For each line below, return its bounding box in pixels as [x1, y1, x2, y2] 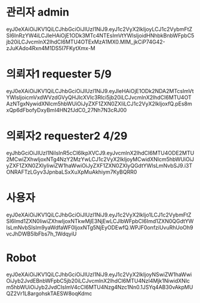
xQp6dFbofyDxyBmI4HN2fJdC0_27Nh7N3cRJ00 [6, 106, 127, 113]
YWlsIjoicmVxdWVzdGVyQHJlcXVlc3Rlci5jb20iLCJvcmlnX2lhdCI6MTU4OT [6, 94, 192, 101]
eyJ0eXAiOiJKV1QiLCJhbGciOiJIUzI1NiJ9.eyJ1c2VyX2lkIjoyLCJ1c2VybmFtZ [6, 25, 193, 33]
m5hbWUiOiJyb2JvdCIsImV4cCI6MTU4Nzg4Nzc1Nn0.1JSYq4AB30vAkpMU [6, 283, 193, 290]
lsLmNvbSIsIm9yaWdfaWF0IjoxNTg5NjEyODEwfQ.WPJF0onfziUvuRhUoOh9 [6, 224, 193, 231]
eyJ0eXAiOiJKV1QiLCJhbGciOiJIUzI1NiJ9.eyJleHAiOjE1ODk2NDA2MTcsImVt [6, 87, 194, 94]
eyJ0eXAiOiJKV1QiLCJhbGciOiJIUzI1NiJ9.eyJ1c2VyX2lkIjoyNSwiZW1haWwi [6, 271, 192, 278]
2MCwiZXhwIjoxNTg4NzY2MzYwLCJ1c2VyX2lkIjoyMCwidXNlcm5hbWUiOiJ [6, 156, 195, 163]
